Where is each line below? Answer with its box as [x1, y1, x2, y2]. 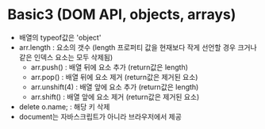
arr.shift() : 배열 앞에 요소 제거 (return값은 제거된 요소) [30, 92, 200, 101]
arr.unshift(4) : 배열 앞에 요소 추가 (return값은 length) [30, 82, 199, 92]
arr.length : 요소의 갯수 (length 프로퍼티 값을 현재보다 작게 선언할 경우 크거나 [18, 42, 257, 52]
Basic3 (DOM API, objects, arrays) [7, 6, 236, 24]
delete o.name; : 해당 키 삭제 [18, 101, 110, 112]
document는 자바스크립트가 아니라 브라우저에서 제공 [18, 112, 182, 121]
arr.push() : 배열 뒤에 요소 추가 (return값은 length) [30, 62, 188, 72]
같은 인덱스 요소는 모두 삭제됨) [18, 52, 113, 62]
